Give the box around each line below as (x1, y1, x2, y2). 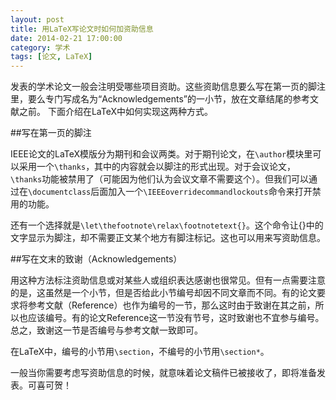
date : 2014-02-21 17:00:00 (10, 33, 123, 43)
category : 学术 (10, 42, 71, 53)
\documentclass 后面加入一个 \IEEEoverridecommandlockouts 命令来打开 (28, 186, 313, 198)
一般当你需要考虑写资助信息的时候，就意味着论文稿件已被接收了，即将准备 (10, 367, 317, 379)
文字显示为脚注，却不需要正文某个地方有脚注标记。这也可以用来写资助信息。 (10, 232, 326, 244)
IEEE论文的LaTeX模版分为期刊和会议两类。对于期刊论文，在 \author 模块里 (10, 148, 313, 160)
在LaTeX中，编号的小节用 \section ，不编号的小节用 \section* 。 (10, 346, 270, 358)
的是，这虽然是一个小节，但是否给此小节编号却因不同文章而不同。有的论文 (10, 287, 317, 299)
